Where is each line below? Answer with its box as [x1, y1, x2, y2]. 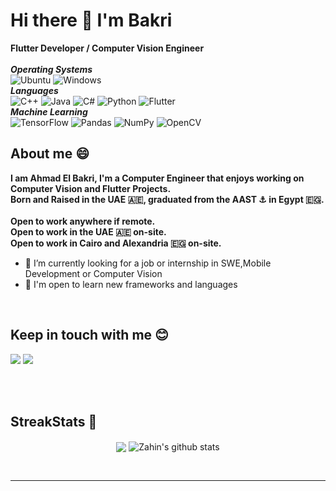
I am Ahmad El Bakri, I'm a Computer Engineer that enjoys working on [10, 172, 305, 184]
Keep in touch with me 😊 [10, 327, 169, 344]
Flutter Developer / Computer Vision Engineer [10, 42, 205, 54]
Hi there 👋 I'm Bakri [10, 9, 173, 32]
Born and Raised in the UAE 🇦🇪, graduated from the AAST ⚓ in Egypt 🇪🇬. [10, 193, 325, 205]
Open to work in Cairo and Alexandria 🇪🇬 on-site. [10, 237, 222, 249]
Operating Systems [10, 63, 93, 75]
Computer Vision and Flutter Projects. [10, 182, 172, 194]
